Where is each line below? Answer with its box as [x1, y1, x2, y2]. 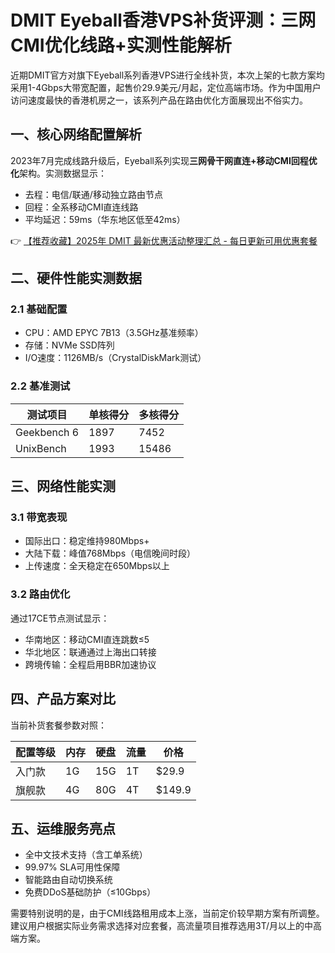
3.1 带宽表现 [10, 511, 68, 525]
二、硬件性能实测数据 [10, 270, 142, 287]
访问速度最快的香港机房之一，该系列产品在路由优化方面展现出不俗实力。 [10, 94, 308, 106]
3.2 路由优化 [10, 587, 71, 601]
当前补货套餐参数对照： [10, 719, 107, 731]
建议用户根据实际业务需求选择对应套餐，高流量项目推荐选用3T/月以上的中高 [10, 920, 323, 932]
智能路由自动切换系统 [24, 874, 113, 886]
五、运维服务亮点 [10, 820, 116, 837]
